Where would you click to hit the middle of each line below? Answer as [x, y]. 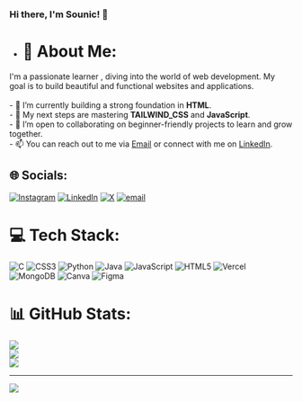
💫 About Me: [69, 52]
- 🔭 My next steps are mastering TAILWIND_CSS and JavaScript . [130, 114]
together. [26, 133]
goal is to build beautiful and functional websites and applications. [132, 85]
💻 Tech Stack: [65, 235]
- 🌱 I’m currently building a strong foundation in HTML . [111, 105]
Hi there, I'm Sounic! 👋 [59, 14]
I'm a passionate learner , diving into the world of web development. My [142, 76]
